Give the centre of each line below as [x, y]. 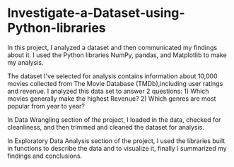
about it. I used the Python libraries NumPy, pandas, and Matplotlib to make [117, 55]
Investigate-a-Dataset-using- [96, 13]
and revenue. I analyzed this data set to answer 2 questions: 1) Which [108, 91]
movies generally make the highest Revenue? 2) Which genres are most [112, 98]
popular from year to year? [46, 106]
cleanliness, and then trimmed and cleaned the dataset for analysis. [106, 127]
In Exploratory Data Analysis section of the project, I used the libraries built [116, 141]
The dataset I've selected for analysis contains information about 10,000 [112, 76]
